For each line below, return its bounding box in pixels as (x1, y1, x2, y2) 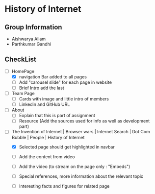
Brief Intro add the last (19, 85, 64, 91)
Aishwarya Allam (11, 36, 46, 42)
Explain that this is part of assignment (19, 113, 95, 119)
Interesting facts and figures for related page (19, 183, 110, 189)
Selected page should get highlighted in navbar (19, 144, 115, 150)
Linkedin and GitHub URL (19, 101, 70, 107)
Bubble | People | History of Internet (11, 134, 85, 140)
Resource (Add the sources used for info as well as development (19, 118, 150, 124)
